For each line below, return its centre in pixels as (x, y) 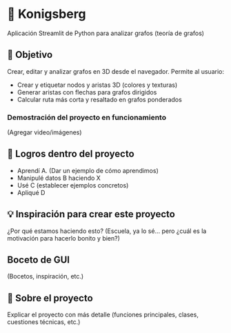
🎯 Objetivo (30, 55)
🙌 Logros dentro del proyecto (71, 154)
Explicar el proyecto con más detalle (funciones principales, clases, (103, 315)
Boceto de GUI (39, 260)
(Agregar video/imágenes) (44, 132)
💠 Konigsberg (47, 14)
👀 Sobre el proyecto (50, 298)
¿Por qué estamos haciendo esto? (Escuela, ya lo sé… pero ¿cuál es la (107, 231)
